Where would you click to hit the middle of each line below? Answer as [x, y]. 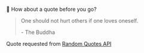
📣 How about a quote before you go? [51, 9]
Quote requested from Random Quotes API [59, 44]
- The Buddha [38, 32]
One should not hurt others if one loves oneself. [79, 21]
